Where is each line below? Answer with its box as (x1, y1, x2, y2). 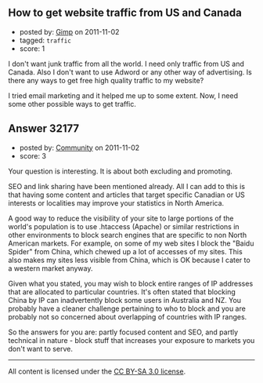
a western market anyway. (8, 263, 93, 273)
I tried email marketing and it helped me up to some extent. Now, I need (8, 90, 239, 100)
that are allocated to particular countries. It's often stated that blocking (8, 286, 236, 297)
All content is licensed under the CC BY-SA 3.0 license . (8, 367, 186, 376)
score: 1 (19, 43, 45, 53)
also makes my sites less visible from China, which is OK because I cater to (8, 255, 250, 264)
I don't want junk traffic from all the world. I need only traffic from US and (8, 59, 244, 68)
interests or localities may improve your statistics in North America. (8, 198, 225, 207)
